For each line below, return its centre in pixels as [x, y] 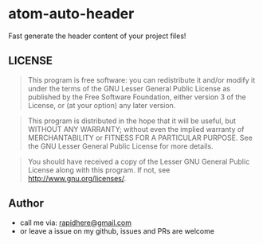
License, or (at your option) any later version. [102, 105]
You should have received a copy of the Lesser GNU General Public [139, 161]
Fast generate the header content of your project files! [97, 36]
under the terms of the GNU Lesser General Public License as [129, 88]
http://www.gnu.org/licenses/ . [77, 178]
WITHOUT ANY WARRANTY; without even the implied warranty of [136, 129]
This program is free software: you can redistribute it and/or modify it [141, 79]
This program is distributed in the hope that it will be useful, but [132, 121]
